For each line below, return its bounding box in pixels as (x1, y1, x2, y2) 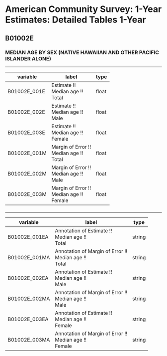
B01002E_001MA (7, 254, 50, 261)
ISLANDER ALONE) (5, 55, 51, 62)
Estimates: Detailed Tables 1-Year (5, 14, 146, 25)
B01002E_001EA (7, 233, 49, 240)
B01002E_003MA (7, 336, 50, 343)
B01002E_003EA (7, 316, 49, 323)
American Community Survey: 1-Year (5, 3, 162, 15)
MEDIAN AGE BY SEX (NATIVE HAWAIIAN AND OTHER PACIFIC (5, 49, 159, 56)
